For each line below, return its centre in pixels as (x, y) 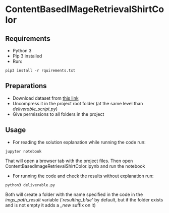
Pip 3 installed (27, 56)
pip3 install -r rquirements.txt (40, 70)
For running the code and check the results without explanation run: (83, 176)
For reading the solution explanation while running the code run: (79, 142)
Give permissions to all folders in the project (58, 114)
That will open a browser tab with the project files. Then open (69, 161)
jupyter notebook (23, 151)
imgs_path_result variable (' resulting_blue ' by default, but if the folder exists (84, 199)
